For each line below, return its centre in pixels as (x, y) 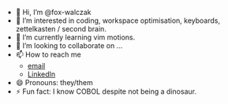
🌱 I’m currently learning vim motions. (75, 37)
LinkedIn (41, 74)
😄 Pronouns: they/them (54, 82)
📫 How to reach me (48, 54)
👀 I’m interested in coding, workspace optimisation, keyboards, (118, 20)
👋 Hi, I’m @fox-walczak (53, 12)
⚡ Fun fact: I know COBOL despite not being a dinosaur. (106, 91)
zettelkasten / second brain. (61, 29)
